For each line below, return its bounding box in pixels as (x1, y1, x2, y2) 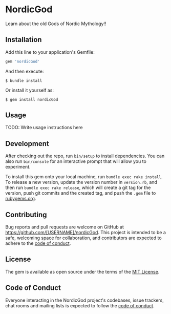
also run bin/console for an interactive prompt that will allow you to (5, 158, 147, 164)
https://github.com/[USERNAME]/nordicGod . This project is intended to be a (5, 229, 166, 236)
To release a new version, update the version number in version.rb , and (5, 179, 158, 185)
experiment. (5, 164, 31, 170)
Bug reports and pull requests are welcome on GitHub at (5, 224, 124, 230)
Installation (5, 35, 42, 44)
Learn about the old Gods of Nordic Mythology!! (5, 20, 106, 27)
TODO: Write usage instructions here (5, 124, 83, 131)
